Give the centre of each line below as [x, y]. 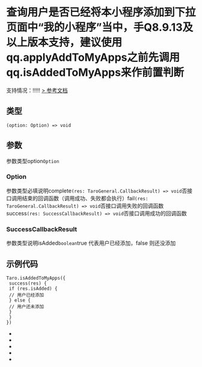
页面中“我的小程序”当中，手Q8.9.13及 [100, 27]
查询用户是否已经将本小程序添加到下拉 [101, 12]
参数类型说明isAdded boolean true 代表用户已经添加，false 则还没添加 [91, 243]
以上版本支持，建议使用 [64, 42]
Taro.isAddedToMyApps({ [36, 278]
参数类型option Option [33, 161]
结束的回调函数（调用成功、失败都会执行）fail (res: [85, 198]
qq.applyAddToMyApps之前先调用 [93, 57]
